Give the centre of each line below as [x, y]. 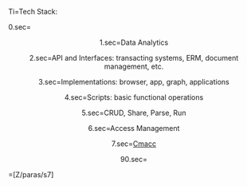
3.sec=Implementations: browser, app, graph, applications [134, 82]
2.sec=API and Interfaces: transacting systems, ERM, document [134, 58]
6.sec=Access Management [134, 128]
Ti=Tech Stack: [33, 12]
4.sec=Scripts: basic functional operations [134, 97]
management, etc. [134, 66]
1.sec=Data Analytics [134, 42]
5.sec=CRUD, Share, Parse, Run [134, 113]
